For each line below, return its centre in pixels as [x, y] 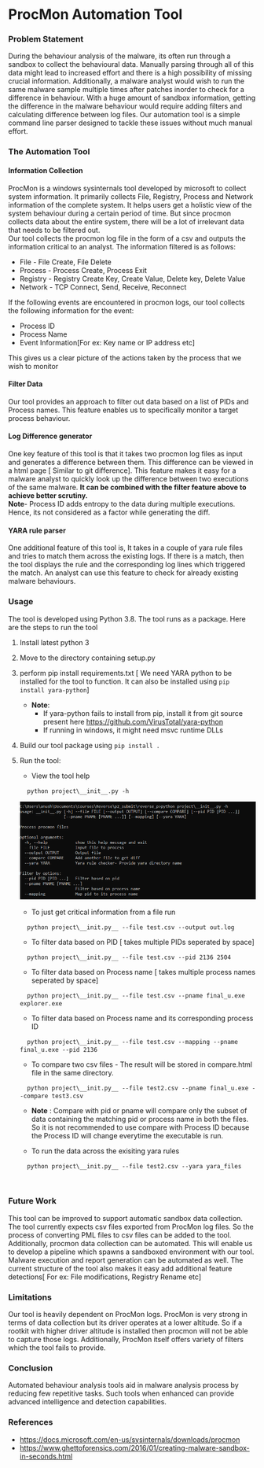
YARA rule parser [37, 530]
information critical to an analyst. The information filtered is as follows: [122, 246]
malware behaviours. [42, 581]
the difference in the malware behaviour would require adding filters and [125, 106]
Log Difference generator [50, 436]
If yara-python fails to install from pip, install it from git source [143, 713]
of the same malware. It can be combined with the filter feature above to [127, 487]
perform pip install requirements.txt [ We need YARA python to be [126, 673]
